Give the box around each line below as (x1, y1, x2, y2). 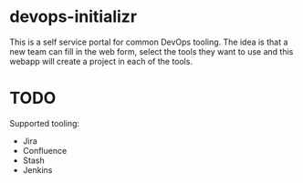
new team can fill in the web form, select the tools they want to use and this (9, 46, 294, 56)
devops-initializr (9, 6, 138, 27)
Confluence (22, 145, 68, 156)
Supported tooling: (9, 117, 80, 128)
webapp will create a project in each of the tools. (9, 56, 193, 66)
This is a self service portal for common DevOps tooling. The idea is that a (9, 36, 288, 47)
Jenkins (22, 164, 53, 175)
